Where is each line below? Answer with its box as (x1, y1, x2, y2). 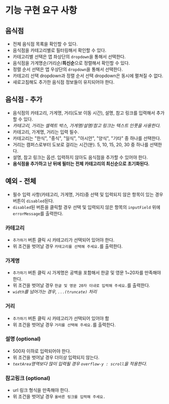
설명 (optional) (5, 335, 41, 343)
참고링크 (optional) (5, 375, 51, 382)
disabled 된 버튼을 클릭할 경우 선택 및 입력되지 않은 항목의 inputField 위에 (12, 204, 161, 210)
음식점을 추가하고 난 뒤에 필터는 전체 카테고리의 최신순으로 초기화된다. (12, 161, 150, 167)
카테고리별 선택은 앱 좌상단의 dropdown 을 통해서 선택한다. (12, 54, 126, 59)
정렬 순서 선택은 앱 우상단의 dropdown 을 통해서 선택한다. (12, 67, 123, 72)
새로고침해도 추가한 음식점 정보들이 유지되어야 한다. (12, 79, 115, 85)
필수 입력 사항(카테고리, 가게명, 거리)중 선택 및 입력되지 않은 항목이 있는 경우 (12, 191, 163, 197)
